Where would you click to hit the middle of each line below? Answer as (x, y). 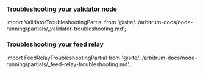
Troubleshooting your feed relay (55, 44)
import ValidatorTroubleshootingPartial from (61, 22)
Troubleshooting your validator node (62, 9)
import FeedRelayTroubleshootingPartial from (63, 58)
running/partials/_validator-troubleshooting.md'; (66, 29)
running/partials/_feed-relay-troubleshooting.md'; (69, 64)
